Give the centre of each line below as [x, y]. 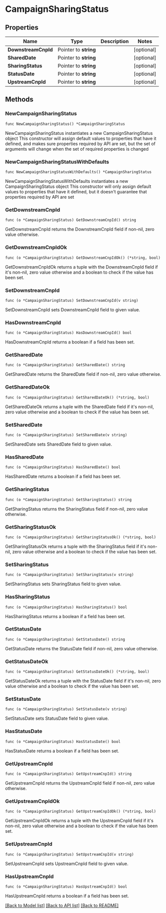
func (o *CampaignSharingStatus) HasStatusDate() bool [63, 742]
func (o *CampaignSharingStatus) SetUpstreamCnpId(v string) [70, 854]
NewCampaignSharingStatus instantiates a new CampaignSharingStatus [79, 133]
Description [115, 41]
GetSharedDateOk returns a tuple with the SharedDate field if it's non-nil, [80, 406]
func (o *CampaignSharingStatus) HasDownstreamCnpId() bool [69, 333]
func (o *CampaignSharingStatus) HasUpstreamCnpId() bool [66, 886]
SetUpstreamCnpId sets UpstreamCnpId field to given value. [67, 863]
